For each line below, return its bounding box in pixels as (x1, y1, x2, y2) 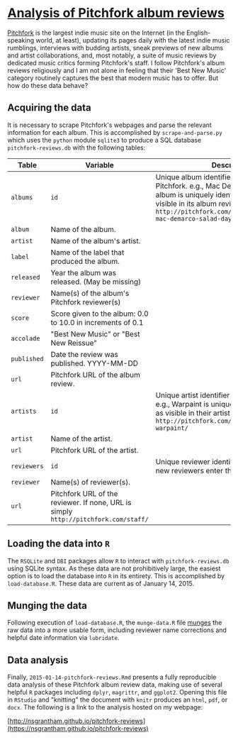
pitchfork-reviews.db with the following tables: (7, 143, 146, 152)
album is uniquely (155, 189, 215, 199)
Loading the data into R (7, 538, 110, 550)
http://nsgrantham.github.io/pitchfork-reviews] (9, 717, 146, 725)
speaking (7, 35, 35, 44)
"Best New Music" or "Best (50, 328, 140, 338)
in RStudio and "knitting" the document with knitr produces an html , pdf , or (7, 695, 228, 704)
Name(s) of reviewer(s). (50, 477, 131, 487)
